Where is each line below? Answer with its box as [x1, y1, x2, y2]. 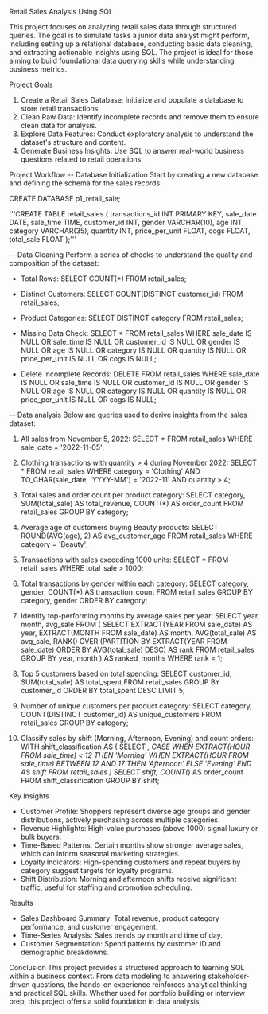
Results [9, 899, 34, 907]
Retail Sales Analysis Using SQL [9, 7, 114, 16]
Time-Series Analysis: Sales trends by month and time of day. [20, 930, 223, 940]
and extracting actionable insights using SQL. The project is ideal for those [9, 48, 254, 57]
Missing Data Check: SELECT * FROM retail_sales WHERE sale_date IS [20, 329, 252, 337]
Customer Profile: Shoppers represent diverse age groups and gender [20, 807, 251, 816]
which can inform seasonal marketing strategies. [20, 849, 181, 858]
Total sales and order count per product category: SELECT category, [20, 490, 246, 500]
